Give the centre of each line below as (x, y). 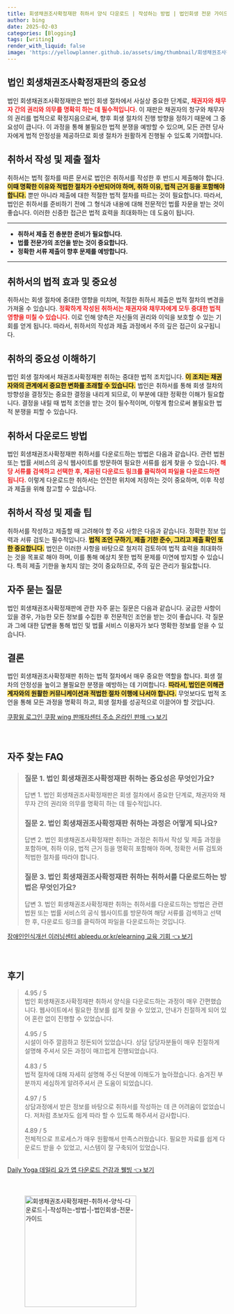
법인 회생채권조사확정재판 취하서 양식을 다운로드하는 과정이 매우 (111, 1001)
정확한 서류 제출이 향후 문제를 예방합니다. (72, 251)
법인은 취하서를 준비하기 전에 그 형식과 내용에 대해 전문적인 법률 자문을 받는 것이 (116, 203)
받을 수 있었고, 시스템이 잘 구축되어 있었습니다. (106, 1147)
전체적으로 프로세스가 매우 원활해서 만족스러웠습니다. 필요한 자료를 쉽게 (121, 1139)
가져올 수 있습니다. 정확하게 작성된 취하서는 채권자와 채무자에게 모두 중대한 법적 (114, 309)
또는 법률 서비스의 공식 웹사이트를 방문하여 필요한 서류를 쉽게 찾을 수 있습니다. (113, 462)
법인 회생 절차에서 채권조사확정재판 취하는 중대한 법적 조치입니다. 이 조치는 (108, 377)
